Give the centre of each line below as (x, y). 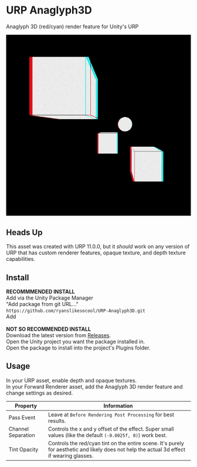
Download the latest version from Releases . (59, 335)
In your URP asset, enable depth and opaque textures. (71, 380)
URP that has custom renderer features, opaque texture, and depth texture (96, 253)
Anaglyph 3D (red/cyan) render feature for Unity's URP (72, 26)
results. (57, 421)
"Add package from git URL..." (43, 304)
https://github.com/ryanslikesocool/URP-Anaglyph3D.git (76, 311)
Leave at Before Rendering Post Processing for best (111, 414)
